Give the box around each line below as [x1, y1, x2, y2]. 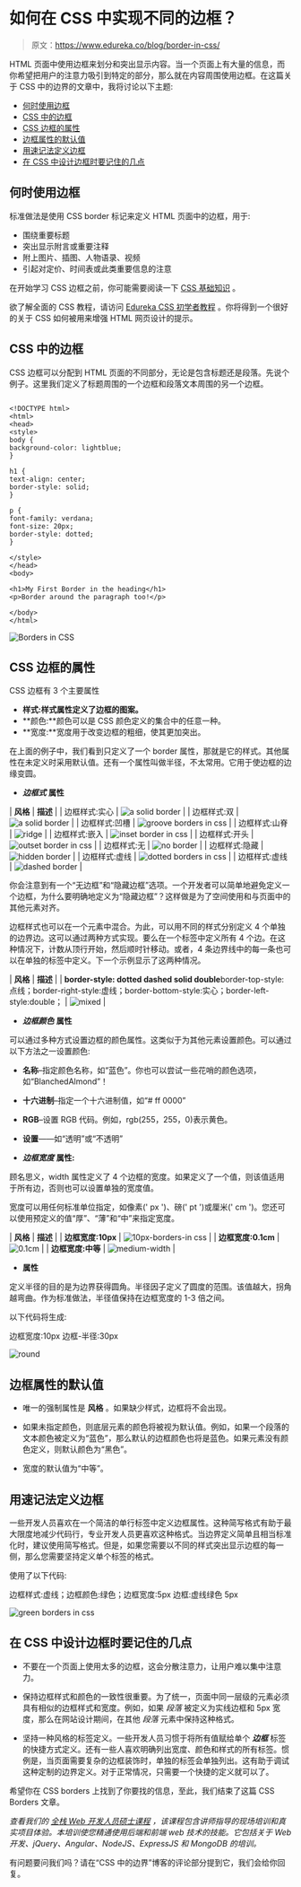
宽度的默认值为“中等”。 [21, 1463, 109, 1474]
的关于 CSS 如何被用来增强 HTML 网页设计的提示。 [9, 312, 198, 323]
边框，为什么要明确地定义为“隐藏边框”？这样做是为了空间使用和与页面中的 [16, 891, 291, 902]
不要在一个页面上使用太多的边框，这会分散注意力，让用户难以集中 [21, 1661, 266, 1672]
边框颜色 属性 [21, 1016, 73, 1026]
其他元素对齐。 [9, 903, 64, 913]
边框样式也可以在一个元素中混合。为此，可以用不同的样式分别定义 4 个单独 [9, 922, 286, 932]
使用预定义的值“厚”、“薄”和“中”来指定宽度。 [16, 1213, 179, 1224]
